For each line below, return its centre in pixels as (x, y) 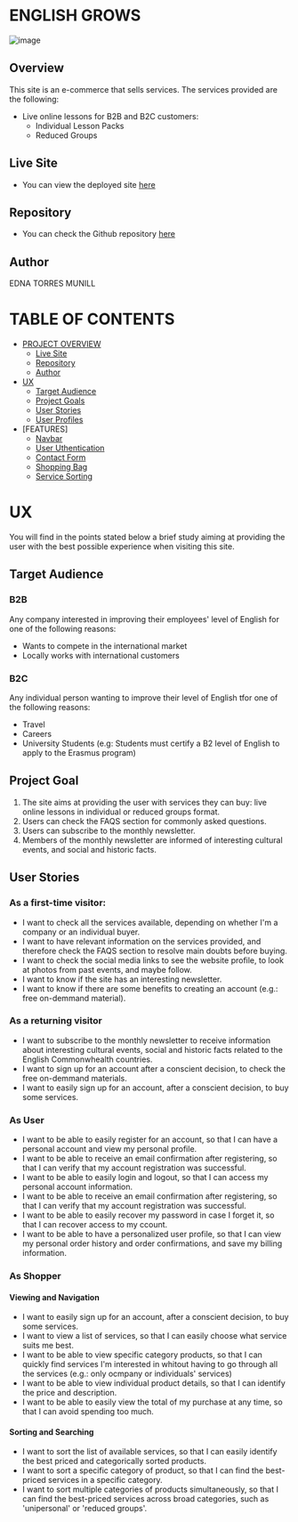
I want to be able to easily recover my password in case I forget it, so (148, 1215)
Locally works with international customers (101, 655)
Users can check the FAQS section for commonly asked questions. (144, 821)
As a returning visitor (56, 1021)
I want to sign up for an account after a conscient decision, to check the (154, 1068)
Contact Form (60, 457)
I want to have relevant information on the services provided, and (141, 941)
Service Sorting (64, 476)
